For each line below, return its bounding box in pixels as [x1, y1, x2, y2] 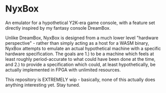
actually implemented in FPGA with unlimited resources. [5, 66, 121, 73]
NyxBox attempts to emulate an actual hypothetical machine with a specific [5, 45, 161, 51]
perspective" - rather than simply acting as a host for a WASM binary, [5, 40, 149, 46]
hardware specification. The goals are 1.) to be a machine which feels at [5, 51, 154, 57]
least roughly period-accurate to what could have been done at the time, [5, 56, 156, 62]
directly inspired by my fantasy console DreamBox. [5, 25, 111, 31]
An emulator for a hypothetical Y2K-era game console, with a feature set [5, 20, 155, 26]
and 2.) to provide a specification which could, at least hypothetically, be [5, 61, 156, 67]
